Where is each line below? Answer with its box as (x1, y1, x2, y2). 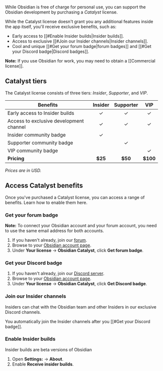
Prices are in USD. (5, 167, 42, 173)
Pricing (7, 155, 25, 162)
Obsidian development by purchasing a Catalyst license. (5, 9, 118, 15)
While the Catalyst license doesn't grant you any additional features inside (5, 19, 154, 24)
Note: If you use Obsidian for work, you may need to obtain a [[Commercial (5, 58, 156, 63)
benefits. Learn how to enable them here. (5, 200, 88, 205)
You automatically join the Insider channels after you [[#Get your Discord (5, 318, 150, 324)
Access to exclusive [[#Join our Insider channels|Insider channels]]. (12, 38, 148, 44)
